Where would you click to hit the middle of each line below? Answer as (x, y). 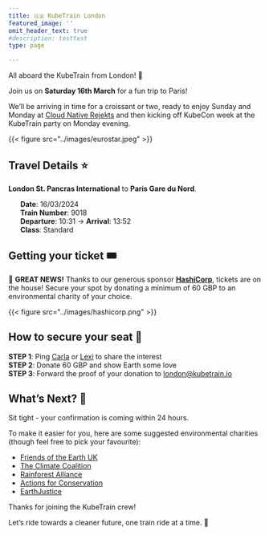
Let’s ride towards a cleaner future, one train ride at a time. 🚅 (108, 523)
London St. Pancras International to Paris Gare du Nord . (102, 188)
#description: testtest (48, 38)
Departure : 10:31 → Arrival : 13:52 (75, 221)
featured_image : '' (41, 23)
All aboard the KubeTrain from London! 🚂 (75, 75)
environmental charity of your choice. (70, 296)
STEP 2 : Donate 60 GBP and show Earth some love (93, 365)
